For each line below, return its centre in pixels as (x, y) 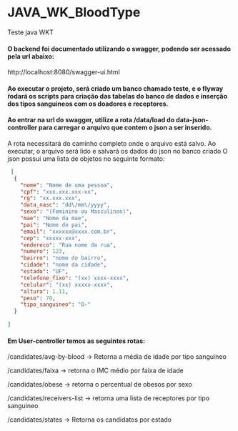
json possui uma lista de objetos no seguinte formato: (86, 159)
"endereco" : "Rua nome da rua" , (68, 245)
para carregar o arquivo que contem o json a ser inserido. (125, 128)
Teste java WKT (30, 32)
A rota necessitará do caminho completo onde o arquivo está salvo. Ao (112, 143)
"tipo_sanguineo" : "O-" (56, 304)
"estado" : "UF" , (45, 272)
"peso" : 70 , (38, 298)
